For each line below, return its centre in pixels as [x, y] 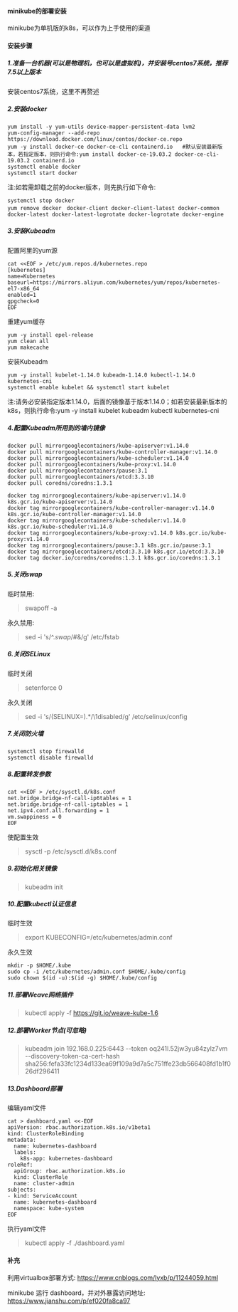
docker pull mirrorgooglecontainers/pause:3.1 [77, 471]
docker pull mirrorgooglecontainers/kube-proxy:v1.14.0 [92, 464]
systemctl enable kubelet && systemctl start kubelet [89, 387]
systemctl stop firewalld [45, 751]
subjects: [22, 1190]
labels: [25, 1153]
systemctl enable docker [44, 167]
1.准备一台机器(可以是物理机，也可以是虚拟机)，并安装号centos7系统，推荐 [118, 63]
